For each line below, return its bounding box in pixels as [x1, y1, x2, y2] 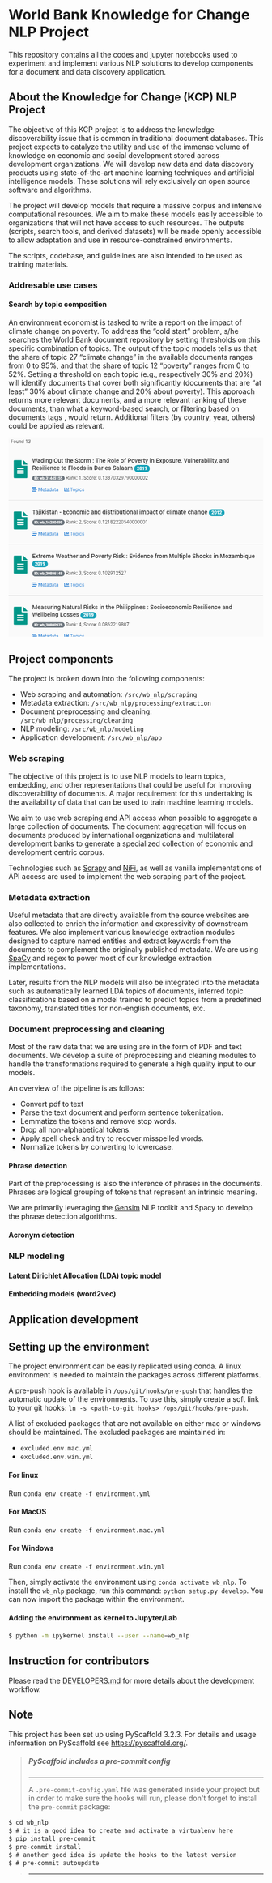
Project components [8, 652, 113, 666]
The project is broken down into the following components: [8, 674, 205, 684]
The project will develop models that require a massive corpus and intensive [8, 200, 263, 210]
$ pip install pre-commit [8, 1834, 96, 1842]
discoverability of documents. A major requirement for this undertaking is [8, 788, 253, 798]
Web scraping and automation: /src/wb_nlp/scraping [19, 690, 198, 699]
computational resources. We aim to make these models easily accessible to [8, 209, 263, 219]
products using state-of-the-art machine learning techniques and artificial [8, 168, 255, 177]
